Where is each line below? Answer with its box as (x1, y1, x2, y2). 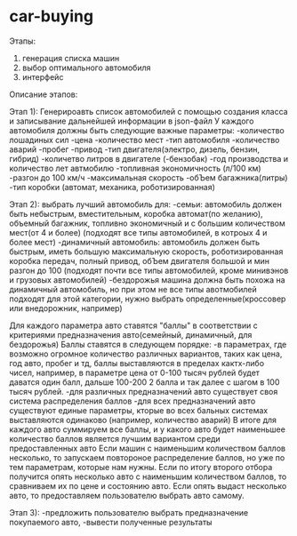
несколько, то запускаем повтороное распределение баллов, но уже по (9, 452, 285, 463)
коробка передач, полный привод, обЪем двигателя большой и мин (9, 255, 269, 266)
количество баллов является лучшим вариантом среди (9, 433, 221, 444)
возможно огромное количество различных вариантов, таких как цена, (9, 348, 283, 359)
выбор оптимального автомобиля (21, 62, 151, 73)
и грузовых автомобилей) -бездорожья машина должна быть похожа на (9, 274, 286, 285)
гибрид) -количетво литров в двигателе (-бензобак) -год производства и (9, 153, 289, 164)
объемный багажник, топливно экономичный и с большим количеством (9, 218, 286, 228)
